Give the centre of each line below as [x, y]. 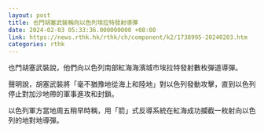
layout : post [29, 15]
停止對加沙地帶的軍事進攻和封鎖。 [63, 94]
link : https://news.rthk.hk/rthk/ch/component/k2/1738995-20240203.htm [128, 37]
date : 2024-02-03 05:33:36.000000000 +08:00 [82, 30]
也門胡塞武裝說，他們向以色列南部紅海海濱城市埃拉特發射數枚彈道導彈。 [125, 68]
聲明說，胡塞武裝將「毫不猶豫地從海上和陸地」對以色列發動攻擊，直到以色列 [132, 84]
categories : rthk [37, 45]
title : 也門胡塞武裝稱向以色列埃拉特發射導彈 [73, 23]
